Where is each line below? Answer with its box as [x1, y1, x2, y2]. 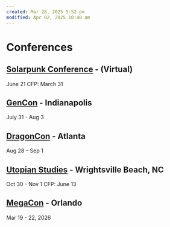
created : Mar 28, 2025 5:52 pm [6, 8, 85, 15]
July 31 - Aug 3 [6, 114, 44, 121]
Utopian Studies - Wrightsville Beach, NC [6, 164, 164, 175]
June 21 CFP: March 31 [6, 80, 63, 87]
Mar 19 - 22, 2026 [6, 214, 51, 221]
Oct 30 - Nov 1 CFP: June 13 [6, 180, 77, 187]
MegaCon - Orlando [6, 198, 83, 208]
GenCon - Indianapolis [6, 98, 92, 108]
